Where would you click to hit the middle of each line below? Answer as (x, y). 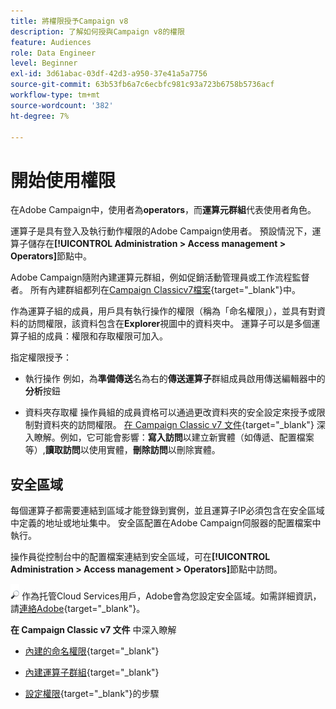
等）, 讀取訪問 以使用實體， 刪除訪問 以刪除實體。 (122, 450)
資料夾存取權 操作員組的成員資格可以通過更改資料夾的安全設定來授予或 (170, 412)
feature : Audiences (51, 42)
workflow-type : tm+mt (55, 95)
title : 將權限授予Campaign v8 (69, 21)
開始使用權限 (63, 180)
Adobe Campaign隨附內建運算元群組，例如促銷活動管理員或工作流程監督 (160, 277)
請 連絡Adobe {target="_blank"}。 (78, 609)
